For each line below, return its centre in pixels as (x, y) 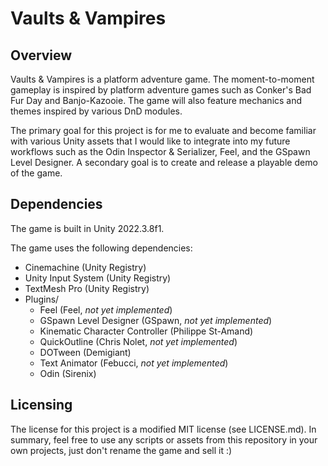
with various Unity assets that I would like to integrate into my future (150, 141)
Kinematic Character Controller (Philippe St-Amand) (146, 331)
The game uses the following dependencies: (101, 248)
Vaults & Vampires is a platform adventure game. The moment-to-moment (162, 79)
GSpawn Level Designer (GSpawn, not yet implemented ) (156, 320)
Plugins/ (42, 299)
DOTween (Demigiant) (85, 352)
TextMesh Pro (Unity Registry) (87, 288)
